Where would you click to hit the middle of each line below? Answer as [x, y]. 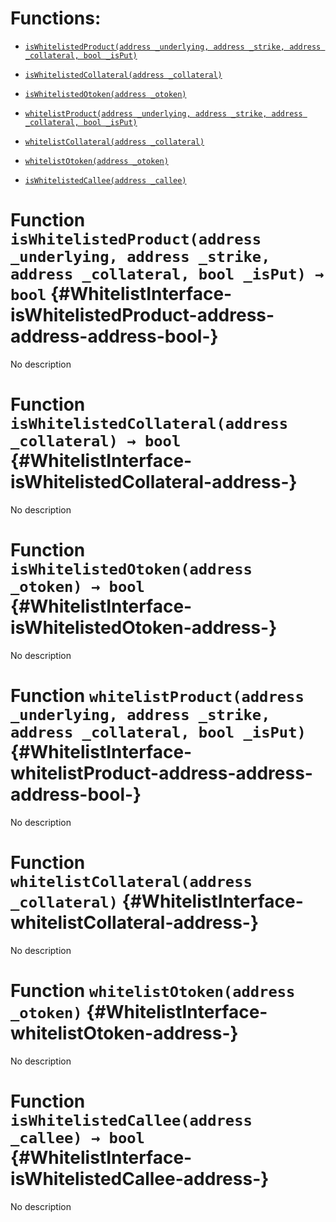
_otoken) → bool [77, 587]
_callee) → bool [77, 1137]
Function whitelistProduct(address [157, 695]
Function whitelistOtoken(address [153, 990]
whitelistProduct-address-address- [161, 773]
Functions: [56, 18]
